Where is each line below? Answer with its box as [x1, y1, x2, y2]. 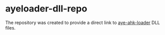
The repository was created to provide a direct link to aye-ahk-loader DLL [5, 19, 160, 25]
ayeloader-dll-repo [5, 3, 88, 14]
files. [5, 24, 16, 30]
